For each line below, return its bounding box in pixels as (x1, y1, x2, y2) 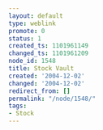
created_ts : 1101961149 (8, 42, 89, 50)
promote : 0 (8, 27, 45, 35)
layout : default (8, 11, 63, 20)
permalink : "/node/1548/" (8, 94, 96, 103)
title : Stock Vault (8, 65, 75, 73)
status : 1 (8, 34, 42, 43)
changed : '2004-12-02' (8, 79, 85, 87)
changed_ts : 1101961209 (8, 49, 89, 57)
